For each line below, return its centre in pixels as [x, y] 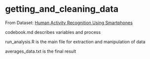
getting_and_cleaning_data [62, 9]
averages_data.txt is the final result [41, 51]
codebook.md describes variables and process [53, 32]
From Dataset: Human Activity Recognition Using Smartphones [69, 23]
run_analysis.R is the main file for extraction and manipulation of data [75, 42]
